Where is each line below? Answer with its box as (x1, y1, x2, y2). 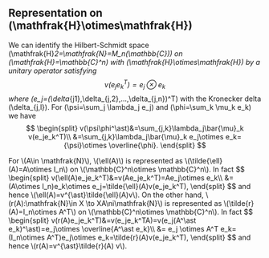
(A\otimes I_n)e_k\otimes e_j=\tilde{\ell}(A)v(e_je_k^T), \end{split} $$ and (8, 182, 251, 191)
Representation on (8, 6, 103, 20)
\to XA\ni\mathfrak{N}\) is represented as (85, 199, 222, 208)
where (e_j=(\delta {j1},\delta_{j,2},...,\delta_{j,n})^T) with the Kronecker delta (8, 94, 262, 103)
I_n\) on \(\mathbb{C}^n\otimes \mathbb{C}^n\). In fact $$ (53, 164, 245, 175)
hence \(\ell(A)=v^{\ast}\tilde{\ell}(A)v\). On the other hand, (8, 190, 204, 200)
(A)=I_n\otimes (8, 208, 58, 217)
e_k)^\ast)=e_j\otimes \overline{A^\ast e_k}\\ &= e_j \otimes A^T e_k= (8, 224, 237, 234)
